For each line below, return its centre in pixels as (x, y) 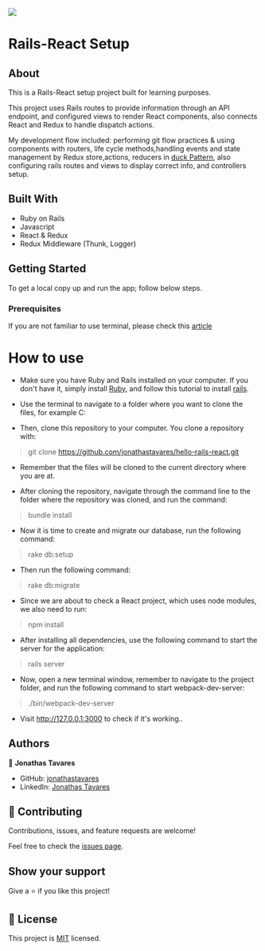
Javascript (37, 226)
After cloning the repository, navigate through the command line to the (135, 491)
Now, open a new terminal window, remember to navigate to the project (137, 679)
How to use (46, 358)
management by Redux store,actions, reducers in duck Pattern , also (119, 157)
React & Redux (44, 235)
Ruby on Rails (42, 218)
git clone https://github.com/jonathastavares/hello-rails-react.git (133, 452)
